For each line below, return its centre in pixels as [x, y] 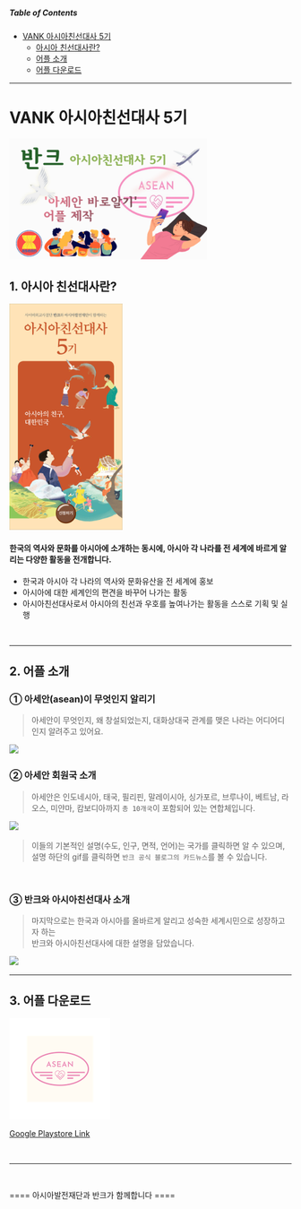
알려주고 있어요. [76, 731]
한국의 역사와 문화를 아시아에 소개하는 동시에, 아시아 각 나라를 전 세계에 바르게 [143, 548]
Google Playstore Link [50, 1133]
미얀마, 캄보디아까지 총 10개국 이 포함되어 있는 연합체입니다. [153, 807]
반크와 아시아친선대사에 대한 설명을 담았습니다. [113, 943]
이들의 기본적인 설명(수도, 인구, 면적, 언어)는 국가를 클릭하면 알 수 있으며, [158, 845]
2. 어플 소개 [39, 672]
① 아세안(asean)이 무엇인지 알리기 [82, 699]
